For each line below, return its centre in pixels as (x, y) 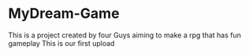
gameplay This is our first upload (61, 43)
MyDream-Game (64, 14)
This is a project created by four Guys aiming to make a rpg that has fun (125, 35)
